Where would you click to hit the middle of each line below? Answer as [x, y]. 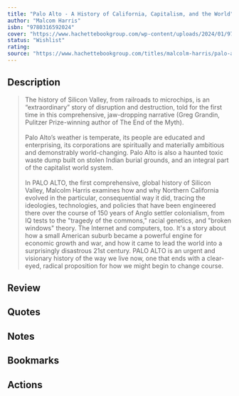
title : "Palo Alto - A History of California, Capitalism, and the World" [121, 14]
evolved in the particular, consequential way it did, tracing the [115, 198]
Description [34, 82]
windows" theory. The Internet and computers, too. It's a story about [125, 228]
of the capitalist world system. [69, 167]
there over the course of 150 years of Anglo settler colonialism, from [125, 213]
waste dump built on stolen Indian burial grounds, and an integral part [127, 160]
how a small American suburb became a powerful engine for [113, 235]
